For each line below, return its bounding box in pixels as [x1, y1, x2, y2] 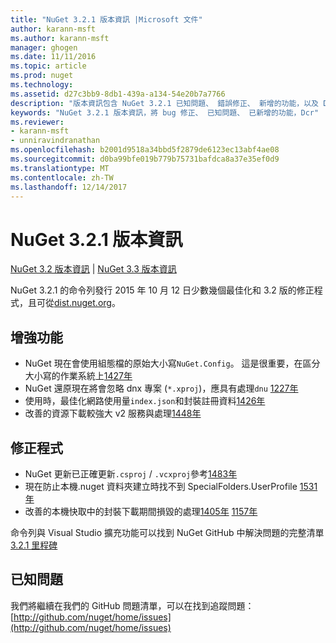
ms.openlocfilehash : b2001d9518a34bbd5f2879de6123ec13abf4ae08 [10, 145, 280, 155]
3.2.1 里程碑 [10, 539, 58, 551]
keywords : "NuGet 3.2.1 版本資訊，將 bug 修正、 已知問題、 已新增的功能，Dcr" [10, 107, 320, 118]
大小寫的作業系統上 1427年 [24, 370, 133, 382]
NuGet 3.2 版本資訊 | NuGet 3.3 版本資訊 [10, 263, 177, 275]
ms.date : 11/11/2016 [10, 52, 97, 62]
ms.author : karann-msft [10, 33, 110, 43]
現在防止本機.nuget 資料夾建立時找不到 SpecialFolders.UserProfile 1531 [24, 480, 318, 492]
